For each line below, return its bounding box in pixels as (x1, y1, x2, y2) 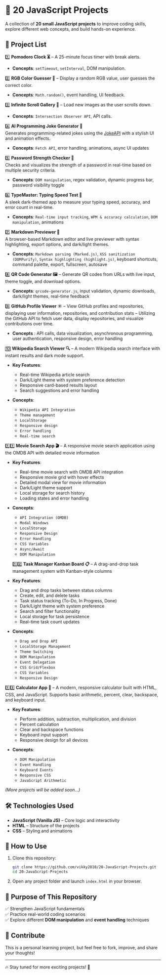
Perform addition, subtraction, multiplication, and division (19, 716, 136, 722)
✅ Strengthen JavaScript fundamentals (5, 905, 85, 911)
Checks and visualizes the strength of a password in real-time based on (5, 162, 152, 168)
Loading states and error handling (19, 495, 89, 501)
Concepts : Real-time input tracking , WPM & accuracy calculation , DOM (12, 213, 158, 219)
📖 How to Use (5, 842, 47, 850)
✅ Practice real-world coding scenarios (5, 911, 85, 917)
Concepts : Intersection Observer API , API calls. (12, 113, 112, 119)
